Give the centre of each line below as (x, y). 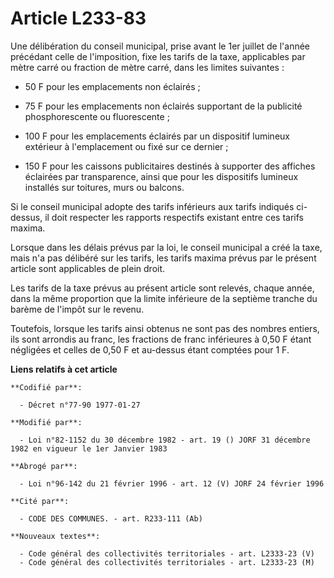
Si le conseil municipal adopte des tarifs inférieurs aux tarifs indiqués (152, 206)
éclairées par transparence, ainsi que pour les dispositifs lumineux (161, 176)
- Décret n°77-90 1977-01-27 (80, 405)
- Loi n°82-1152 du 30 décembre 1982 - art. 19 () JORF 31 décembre (165, 440)
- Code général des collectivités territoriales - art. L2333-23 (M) (167, 562)
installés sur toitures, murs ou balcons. (104, 187)
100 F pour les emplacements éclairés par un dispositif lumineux (157, 136)
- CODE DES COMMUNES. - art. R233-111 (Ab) (111, 518)
